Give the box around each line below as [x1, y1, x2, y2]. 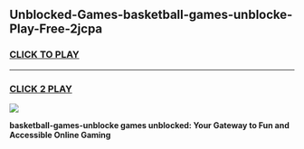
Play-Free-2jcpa [9, 22, 103, 37]
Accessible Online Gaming [9, 129, 111, 140]
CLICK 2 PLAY [9, 82, 72, 95]
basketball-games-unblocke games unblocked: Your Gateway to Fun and [9, 119, 290, 130]
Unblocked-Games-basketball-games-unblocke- [9, 7, 293, 23]
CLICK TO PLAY [9, 49, 80, 61]
